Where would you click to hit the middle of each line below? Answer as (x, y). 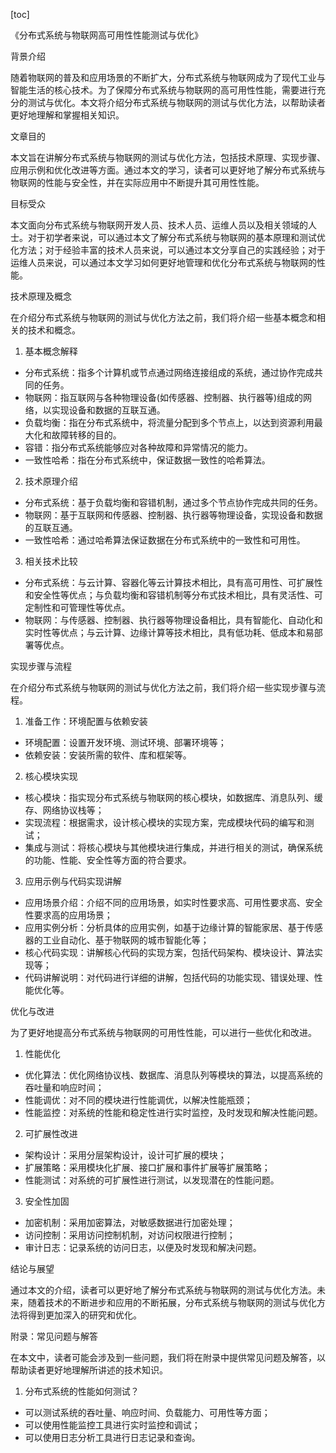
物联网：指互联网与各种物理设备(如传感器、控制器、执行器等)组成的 (164, 397)
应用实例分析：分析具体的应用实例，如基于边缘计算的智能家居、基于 (165, 927)
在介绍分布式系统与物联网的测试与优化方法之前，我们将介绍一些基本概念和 (163, 317)
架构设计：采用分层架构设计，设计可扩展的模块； (125, 1155)
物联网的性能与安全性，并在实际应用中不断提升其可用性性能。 (137, 182)
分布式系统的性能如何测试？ (82, 1391)
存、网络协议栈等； (64, 810)
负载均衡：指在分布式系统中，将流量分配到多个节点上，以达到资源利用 (169, 422)
